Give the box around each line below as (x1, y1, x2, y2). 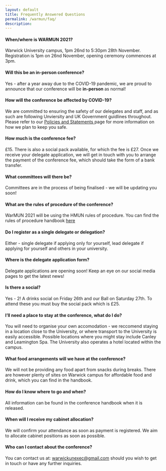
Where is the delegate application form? (5, 257, 90, 263)
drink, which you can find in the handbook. (5, 377, 93, 383)
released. (5, 405, 24, 411)
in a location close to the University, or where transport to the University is (5, 328, 157, 334)
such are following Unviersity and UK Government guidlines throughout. (5, 113, 152, 119)
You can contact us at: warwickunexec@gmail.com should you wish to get (5, 455, 157, 461)
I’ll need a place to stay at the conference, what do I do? (5, 312, 122, 318)
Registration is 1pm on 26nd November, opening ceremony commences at (5, 53, 156, 59)
